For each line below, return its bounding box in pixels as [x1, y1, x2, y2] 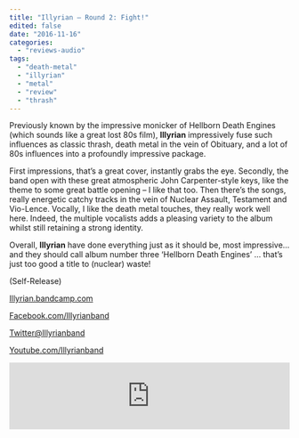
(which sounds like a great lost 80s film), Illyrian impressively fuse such [9, 130, 273, 141]
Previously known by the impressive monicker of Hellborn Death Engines [9, 120, 276, 131]
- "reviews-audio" [17, 46, 86, 55]
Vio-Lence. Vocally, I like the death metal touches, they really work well [9, 204, 271, 215]
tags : [9, 54, 29, 63]
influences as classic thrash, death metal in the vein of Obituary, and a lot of [9, 139, 288, 150]
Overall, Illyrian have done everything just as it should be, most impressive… [9, 239, 290, 250]
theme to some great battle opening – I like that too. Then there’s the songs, [9, 184, 287, 196]
